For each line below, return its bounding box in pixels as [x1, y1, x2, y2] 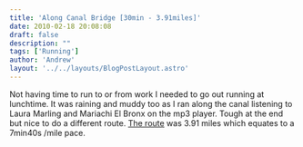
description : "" [9, 38, 71, 48]
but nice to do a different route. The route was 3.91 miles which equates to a [9, 117, 295, 128]
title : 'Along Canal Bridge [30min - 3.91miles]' [9, 13, 202, 23]
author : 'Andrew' [9, 55, 76, 64]
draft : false [9, 30, 59, 39]
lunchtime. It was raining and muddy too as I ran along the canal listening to [9, 98, 293, 109]
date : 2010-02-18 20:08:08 [9, 22, 112, 31]
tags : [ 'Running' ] [9, 47, 79, 56]
